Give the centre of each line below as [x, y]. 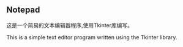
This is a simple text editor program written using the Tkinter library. [92, 37]
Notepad [23, 10]
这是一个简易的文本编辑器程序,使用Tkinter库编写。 [70, 25]
